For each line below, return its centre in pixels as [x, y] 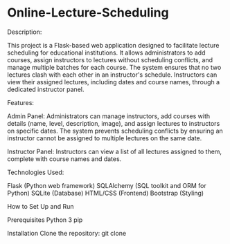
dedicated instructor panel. [46, 89]
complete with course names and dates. [64, 159]
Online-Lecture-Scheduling [88, 13]
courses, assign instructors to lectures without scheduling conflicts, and [110, 59]
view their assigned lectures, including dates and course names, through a [114, 82]
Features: [21, 102]
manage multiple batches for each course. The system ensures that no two [114, 67]
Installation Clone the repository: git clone [67, 233]
